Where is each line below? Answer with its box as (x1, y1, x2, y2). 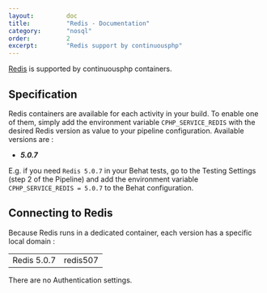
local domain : (8, 236, 55, 246)
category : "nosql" (8, 27, 92, 35)
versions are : (8, 134, 54, 144)
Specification (8, 87, 78, 101)
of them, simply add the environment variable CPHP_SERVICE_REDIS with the (8, 117, 256, 127)
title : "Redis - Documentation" (8, 19, 150, 27)
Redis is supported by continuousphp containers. (8, 64, 172, 73)
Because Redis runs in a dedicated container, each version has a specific (8, 228, 252, 237)
